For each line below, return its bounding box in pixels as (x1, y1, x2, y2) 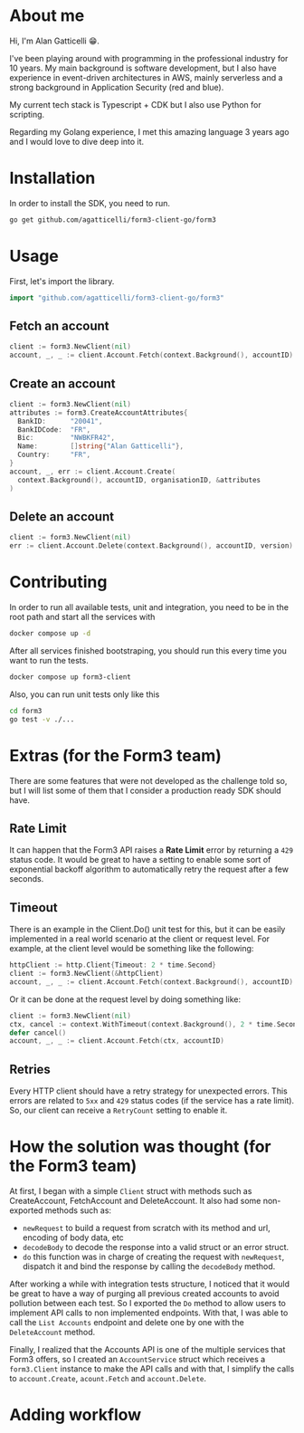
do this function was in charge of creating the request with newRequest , (22, 1251, 285, 1262)
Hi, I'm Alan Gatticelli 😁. (9, 35, 100, 46)
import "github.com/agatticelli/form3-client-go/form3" (9, 293, 224, 302)
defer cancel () (9, 1028, 67, 1037)
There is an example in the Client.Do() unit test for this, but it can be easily (9, 924, 286, 935)
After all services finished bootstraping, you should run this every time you (9, 645, 288, 656)
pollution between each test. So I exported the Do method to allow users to (9, 1298, 287, 1308)
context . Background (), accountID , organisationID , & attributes (17, 475, 261, 484)
